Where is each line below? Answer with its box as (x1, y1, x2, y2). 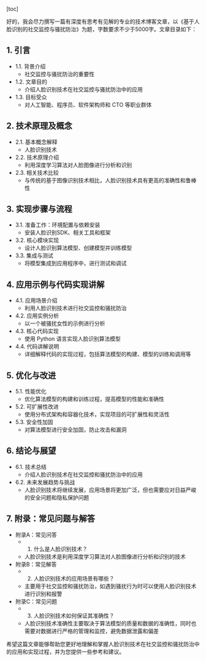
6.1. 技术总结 (15, 463, 47, 470)
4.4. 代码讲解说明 (15, 343, 59, 350)
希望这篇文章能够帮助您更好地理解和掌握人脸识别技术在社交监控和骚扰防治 (6, 640, 194, 647)
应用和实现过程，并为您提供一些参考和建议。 (11, 647, 124, 655)
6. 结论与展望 (6, 446, 56, 456)
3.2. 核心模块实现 (15, 236, 59, 244)
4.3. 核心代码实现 (15, 328, 59, 335)
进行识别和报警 (24, 590, 63, 597)
